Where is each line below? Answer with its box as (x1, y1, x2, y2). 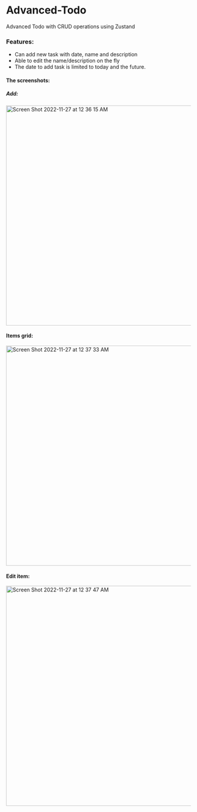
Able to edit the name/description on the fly (14, 57, 120, 65)
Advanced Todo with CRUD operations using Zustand (6, 23, 135, 30)
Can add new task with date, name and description (14, 51, 138, 58)
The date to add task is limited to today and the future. (14, 63, 146, 70)
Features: (6, 38, 34, 46)
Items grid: (6, 332, 33, 339)
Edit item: (6, 573, 30, 580)
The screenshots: (6, 77, 50, 84)
